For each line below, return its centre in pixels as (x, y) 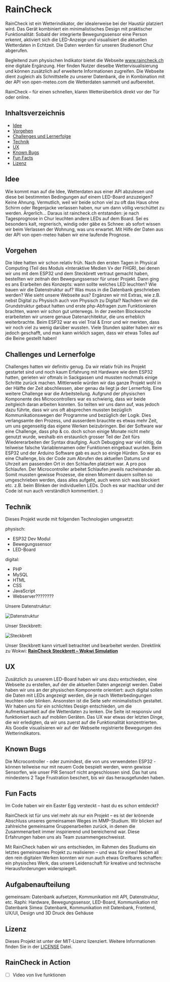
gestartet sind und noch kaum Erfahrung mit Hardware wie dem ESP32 (79, 372)
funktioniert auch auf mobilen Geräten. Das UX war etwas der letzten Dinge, (84, 717)
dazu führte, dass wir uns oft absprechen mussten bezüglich (69, 410)
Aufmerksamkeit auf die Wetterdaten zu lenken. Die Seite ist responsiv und (83, 711)
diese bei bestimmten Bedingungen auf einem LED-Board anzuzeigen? (79, 197)
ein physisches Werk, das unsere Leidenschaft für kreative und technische (83, 863)
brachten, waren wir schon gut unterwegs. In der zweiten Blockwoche (78, 312)
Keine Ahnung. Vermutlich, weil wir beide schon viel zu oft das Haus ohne (82, 202)
